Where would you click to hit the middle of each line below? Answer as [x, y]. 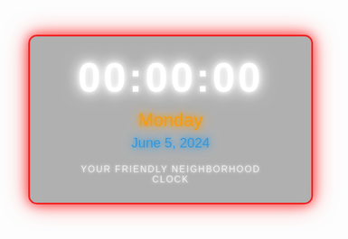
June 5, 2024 [171, 142]
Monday [171, 120]
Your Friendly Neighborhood [170, 169]
